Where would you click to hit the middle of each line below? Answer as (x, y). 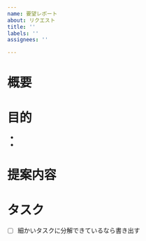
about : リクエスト (31, 20)
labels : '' (23, 33)
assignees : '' (28, 40)
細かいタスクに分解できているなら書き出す (79, 230)
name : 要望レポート (32, 14)
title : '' (22, 27)
